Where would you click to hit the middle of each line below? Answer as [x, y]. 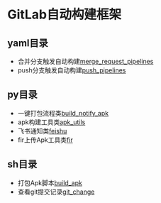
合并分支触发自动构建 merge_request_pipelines [85, 61]
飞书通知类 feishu [42, 131]
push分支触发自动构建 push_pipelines [72, 70]
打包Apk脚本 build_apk [50, 182]
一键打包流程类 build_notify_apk [63, 113]
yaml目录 [28, 43]
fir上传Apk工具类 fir [45, 140]
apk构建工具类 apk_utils [51, 122]
